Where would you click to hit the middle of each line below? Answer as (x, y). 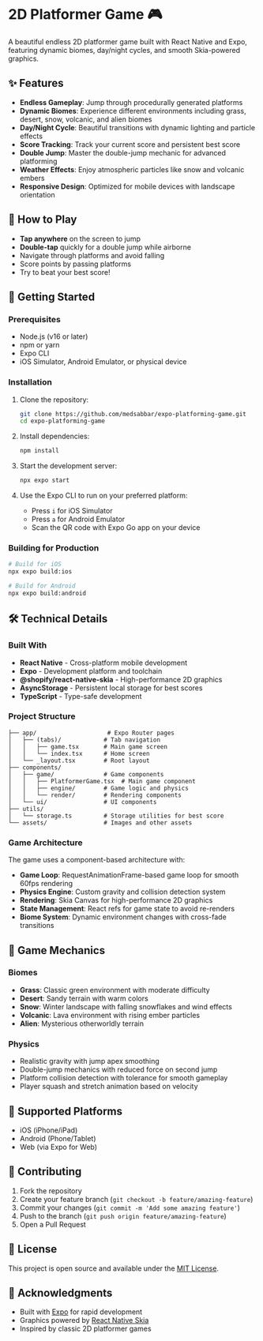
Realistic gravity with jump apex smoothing (89, 1061)
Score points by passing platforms (75, 264)
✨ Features (36, 83)
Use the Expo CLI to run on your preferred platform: (103, 496)
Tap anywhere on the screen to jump (80, 239)
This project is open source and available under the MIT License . (114, 1268)
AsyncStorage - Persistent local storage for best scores (111, 688)
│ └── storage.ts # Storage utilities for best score (116, 816)
